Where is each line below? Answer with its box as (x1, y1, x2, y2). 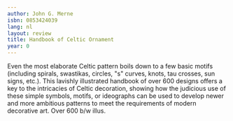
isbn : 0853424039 (7, 17, 58, 24)
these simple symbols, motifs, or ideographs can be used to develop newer (7, 92, 225, 100)
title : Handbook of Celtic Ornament (7, 36, 114, 43)
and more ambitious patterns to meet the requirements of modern (7, 99, 197, 107)
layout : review (7, 29, 52, 37)
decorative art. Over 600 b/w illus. (7, 106, 106, 115)
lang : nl (7, 23, 33, 30)
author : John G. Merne (7, 10, 73, 17)
